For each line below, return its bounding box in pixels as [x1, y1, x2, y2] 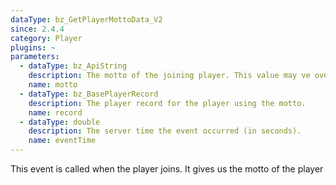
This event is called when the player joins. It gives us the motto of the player [10, 163, 324, 175]
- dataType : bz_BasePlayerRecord [19, 89, 159, 99]
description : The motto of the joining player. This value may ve [28, 71, 311, 81]
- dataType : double [19, 117, 101, 127]
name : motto [28, 80, 78, 90]
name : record [28, 107, 83, 118]
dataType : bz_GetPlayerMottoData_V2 [10, 14, 163, 25]
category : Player [10, 33, 83, 43]
